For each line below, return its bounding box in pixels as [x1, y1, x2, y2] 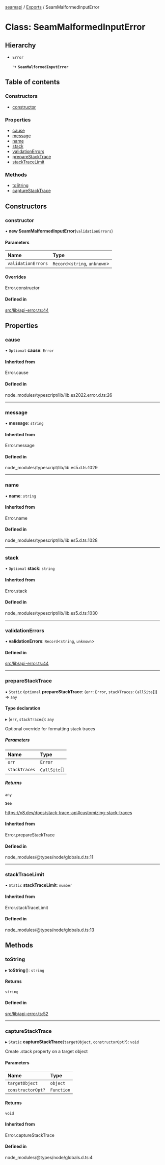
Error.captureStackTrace [5, 1132, 55, 1138]
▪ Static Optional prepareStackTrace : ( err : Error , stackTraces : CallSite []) [5, 688, 158, 695]
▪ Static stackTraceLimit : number [5, 882, 73, 888]
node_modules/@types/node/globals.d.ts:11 [5, 854, 94, 860]
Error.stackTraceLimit [5, 904, 48, 910]
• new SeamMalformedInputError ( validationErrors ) [5, 228, 113, 234]
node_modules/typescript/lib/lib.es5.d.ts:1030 [5, 610, 98, 616]
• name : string [5, 493, 36, 499]
